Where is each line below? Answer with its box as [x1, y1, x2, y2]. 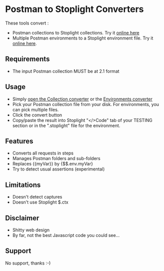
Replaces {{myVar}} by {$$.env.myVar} [12, 161, 93, 167]
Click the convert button [12, 111, 62, 118]
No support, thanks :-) [5, 260, 51, 266]
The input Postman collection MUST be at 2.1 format [12, 68, 120, 74]
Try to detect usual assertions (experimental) [12, 166, 105, 172]
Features [5, 136, 33, 145]
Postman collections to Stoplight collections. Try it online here [12, 29, 140, 35]
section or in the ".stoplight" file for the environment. [12, 122, 121, 128]
